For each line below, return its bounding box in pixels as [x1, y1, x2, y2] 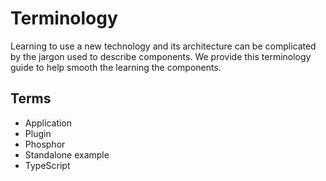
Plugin [24, 127, 52, 139]
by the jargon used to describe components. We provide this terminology [10, 50, 312, 62]
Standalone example [24, 148, 110, 161]
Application [24, 117, 73, 129]
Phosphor [24, 138, 66, 150]
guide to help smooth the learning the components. [10, 61, 222, 73]
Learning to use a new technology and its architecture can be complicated [10, 40, 317, 52]
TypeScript [24, 159, 71, 171]
